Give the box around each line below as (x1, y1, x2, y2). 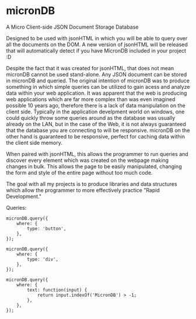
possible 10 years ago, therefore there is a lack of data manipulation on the (6, 102, 185, 109)
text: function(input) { (27, 287, 87, 293)
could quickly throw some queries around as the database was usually (6, 114, 176, 121)
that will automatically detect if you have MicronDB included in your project (6, 47, 187, 54)
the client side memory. (6, 139, 62, 146)
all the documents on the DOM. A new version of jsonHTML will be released (6, 41, 188, 48)
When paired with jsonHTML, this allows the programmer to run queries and (6, 150, 188, 157)
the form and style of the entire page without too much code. (6, 169, 153, 176)
